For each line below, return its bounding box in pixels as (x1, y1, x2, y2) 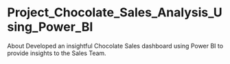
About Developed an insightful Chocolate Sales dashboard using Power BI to (7, 42, 224, 50)
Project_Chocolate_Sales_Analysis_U (7, 5, 222, 20)
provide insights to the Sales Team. (7, 49, 106, 57)
